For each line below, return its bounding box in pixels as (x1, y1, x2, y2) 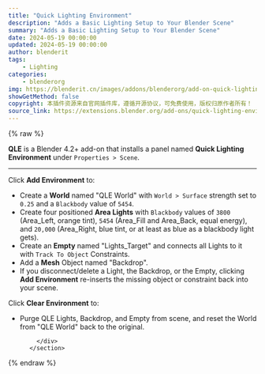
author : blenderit (8, 48, 69, 56)
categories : (8, 70, 47, 78)
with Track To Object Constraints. (19, 250, 130, 259)
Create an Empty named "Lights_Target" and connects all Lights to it (19, 241, 243, 250)
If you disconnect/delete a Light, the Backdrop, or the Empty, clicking (19, 266, 244, 275)
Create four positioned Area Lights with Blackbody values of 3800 (19, 207, 231, 217)
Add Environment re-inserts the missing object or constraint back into (19, 274, 248, 284)
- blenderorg (22, 77, 65, 85)
